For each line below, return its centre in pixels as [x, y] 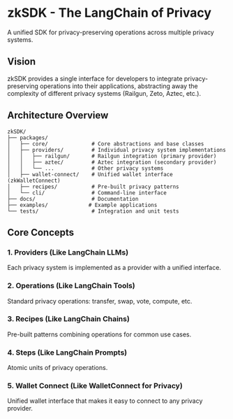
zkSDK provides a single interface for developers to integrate [95, 78]
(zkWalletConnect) [34, 180]
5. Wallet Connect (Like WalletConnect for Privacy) [95, 386]
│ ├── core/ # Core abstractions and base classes [106, 144]
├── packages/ [28, 138]
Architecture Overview [58, 116]
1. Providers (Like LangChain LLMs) [68, 252]
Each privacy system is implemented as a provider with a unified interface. [114, 268]
